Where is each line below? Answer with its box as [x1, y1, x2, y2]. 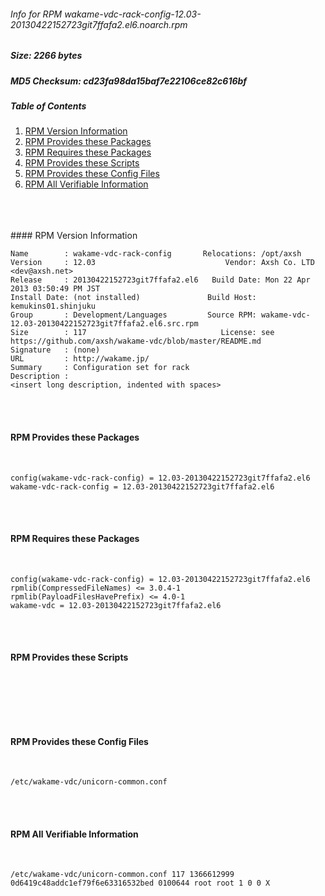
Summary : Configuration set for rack [10, 363, 190, 373]
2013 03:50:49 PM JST [10, 284, 101, 294]
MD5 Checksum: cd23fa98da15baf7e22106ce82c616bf [10, 75, 248, 87]
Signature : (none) [10, 345, 101, 355]
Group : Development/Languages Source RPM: [10, 310, 257, 320]
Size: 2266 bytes [10, 50, 83, 62]
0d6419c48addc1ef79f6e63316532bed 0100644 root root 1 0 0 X [10, 878, 271, 889]
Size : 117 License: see [10, 328, 275, 338]
